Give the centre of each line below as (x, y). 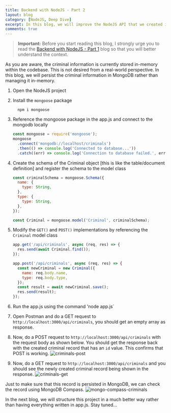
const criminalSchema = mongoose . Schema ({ (58, 178)
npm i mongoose (34, 110)
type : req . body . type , (45, 278)
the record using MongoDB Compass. (45, 389)
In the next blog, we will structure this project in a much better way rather (82, 399)
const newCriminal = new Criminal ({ (56, 268)
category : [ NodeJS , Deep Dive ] (38, 19)
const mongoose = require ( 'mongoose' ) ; (55, 134)
